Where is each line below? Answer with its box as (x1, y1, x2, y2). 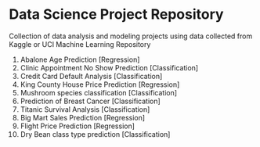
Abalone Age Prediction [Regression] (20, 55, 140, 64)
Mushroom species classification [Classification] (20, 88, 178, 97)
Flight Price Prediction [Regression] (20, 121, 135, 131)
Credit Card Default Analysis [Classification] (20, 71, 163, 81)
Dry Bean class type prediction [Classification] (20, 129, 171, 138)
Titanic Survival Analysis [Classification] (20, 104, 150, 114)
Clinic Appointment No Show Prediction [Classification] (20, 63, 199, 72)
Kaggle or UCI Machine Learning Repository (9, 39, 151, 48)
